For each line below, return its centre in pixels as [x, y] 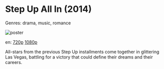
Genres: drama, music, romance [38, 23]
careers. [14, 62]
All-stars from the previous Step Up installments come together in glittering [82, 52]
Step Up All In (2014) [49, 9]
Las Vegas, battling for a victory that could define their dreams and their [79, 57]
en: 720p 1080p [21, 42]
